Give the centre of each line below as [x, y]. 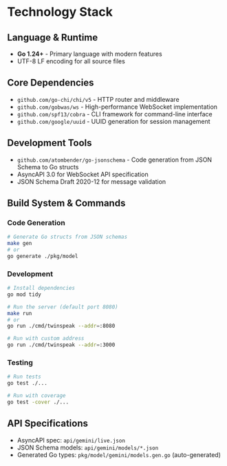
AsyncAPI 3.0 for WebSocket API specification [83, 174]
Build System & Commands [66, 203]
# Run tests [24, 377]
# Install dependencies [41, 288]
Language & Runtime [53, 38]
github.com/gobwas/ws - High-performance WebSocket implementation [117, 107]
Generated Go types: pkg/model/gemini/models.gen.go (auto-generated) [119, 454]
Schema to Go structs [48, 167]
